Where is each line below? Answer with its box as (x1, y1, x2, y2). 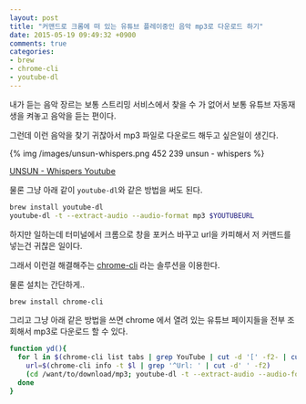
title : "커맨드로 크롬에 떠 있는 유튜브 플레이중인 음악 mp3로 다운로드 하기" (9, 22, 264, 31)
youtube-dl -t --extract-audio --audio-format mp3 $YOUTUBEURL (9, 211, 255, 220)
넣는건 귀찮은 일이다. (9, 240, 83, 251)
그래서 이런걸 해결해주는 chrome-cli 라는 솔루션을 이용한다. (9, 259, 220, 270)
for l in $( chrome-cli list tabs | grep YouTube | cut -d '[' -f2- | (17, 353, 288, 362)
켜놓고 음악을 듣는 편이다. (25, 110, 117, 121)
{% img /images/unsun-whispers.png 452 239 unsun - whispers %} (9, 148, 265, 159)
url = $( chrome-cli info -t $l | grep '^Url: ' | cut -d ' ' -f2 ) (25, 361, 271, 370)
